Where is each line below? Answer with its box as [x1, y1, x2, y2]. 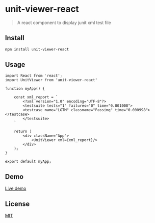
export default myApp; [5, 159, 52, 164]
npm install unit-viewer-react [5, 47, 69, 52]
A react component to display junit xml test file [17, 20, 111, 25]
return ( [14, 129, 32, 134]
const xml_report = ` [14, 95, 58, 100]
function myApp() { [5, 86, 45, 91]
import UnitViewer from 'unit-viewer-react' [5, 77, 98, 83]
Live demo [5, 185, 26, 192]
